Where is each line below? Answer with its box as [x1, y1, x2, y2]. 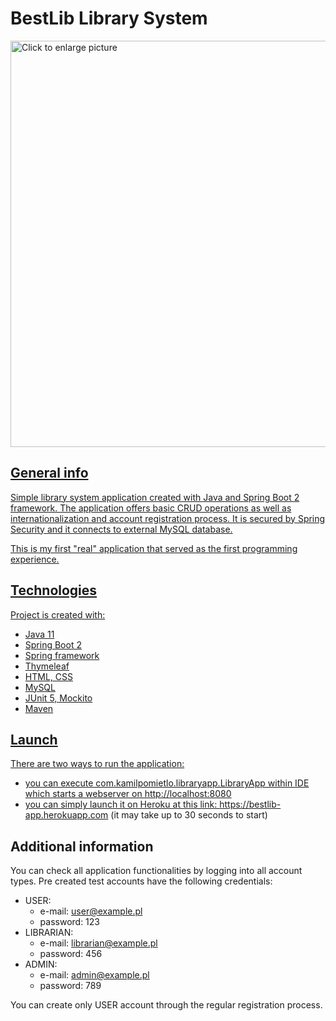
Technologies [10, 582, 98, 599]
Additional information [10, 838, 154, 855]
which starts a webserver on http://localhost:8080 [24, 788, 232, 800]
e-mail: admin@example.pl [39, 969, 150, 981]
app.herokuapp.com [24, 809, 109, 821]
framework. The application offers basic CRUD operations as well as [10, 502, 292, 514]
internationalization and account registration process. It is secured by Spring [10, 512, 326, 524]
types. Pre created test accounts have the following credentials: [10, 875, 273, 887]
